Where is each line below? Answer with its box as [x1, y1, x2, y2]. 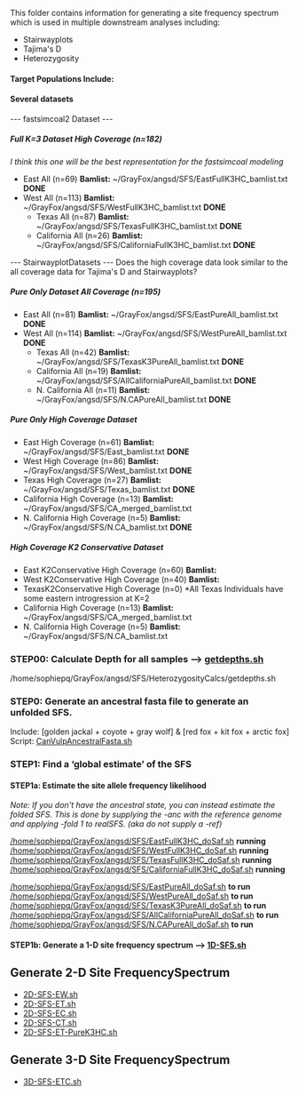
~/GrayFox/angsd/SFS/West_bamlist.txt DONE [22, 465, 192, 476]
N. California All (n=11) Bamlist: [35, 384, 150, 395]
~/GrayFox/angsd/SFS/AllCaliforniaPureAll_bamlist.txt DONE [35, 375, 256, 386]
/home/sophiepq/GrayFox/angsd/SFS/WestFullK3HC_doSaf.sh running [10, 845, 269, 856]
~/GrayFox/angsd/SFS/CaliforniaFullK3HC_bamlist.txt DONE [35, 239, 256, 250]
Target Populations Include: [10, 73, 114, 84]
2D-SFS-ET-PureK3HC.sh [22, 1027, 118, 1037]
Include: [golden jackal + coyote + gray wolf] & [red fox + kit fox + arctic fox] [10, 726, 290, 737]
